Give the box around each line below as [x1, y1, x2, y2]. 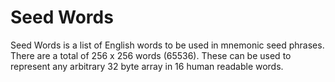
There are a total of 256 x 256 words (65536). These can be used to [10, 49, 292, 61]
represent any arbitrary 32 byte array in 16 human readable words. [10, 60, 284, 72]
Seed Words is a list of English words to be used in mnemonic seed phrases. [10, 39, 325, 51]
